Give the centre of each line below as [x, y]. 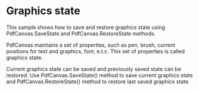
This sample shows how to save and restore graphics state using [86, 27]
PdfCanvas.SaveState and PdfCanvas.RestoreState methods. [81, 33]
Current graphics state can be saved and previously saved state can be [94, 69]
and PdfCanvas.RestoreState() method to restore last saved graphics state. [98, 82]
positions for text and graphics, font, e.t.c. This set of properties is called [96, 51]
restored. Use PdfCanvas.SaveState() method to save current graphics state [99, 75]
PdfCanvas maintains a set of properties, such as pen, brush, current [91, 45]
